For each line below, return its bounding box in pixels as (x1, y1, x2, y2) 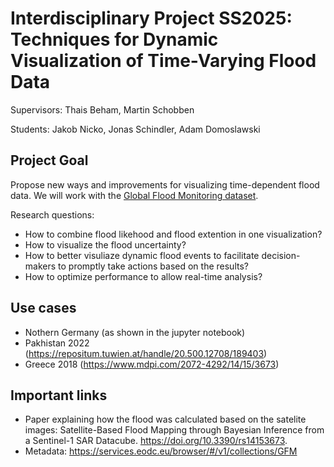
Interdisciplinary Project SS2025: (10, 7, 293, 30)
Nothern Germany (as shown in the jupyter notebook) (24, 326, 246, 338)
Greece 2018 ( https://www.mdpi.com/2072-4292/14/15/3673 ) (24, 358, 280, 370)
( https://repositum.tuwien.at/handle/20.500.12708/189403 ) (24, 347, 268, 359)
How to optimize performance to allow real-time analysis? (24, 270, 263, 282)
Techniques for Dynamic (10, 28, 219, 51)
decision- (261, 249, 301, 261)
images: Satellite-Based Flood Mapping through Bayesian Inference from (24, 424, 325, 436)
